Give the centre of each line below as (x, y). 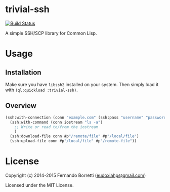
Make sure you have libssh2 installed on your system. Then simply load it (82, 84)
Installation (23, 72)
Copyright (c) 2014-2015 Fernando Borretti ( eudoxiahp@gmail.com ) (76, 175)
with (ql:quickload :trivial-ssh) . (41, 90)
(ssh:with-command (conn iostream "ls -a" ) (56, 122)
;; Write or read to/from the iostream (56, 127)
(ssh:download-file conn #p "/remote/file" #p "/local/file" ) (74, 136)
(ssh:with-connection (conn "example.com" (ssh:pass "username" (74, 118)
